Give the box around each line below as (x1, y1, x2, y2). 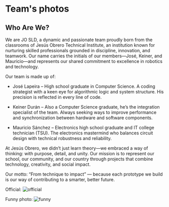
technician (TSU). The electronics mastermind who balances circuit (12, 130, 153, 136)
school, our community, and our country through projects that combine (5, 156, 153, 162)
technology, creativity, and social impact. (5, 161, 91, 167)
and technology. (5, 64, 39, 70)
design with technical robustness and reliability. (12, 135, 112, 141)
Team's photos (5, 3, 69, 15)
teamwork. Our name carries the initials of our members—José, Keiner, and (5, 53, 162, 59)
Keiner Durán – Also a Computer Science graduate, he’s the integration (12, 104, 160, 110)
